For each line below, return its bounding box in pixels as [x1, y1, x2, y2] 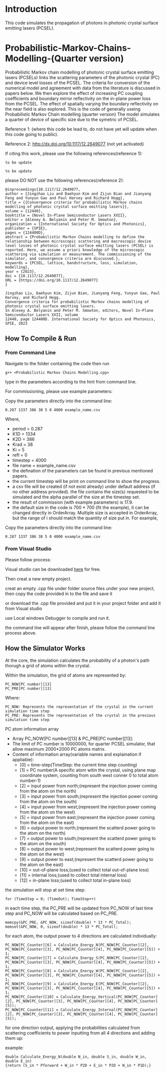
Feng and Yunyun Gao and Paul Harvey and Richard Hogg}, [5, 195, 125, 201]
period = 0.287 [12, 426, 43, 431]
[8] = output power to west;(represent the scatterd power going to [19, 846, 155, 852]
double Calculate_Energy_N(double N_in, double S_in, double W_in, [5, 1054, 147, 1059]
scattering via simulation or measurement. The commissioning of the [5, 252, 152, 257]
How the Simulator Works [5, 644, 85, 653]
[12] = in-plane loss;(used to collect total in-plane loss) [19, 877, 131, 883]
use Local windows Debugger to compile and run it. [5, 615, 110, 621]
